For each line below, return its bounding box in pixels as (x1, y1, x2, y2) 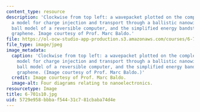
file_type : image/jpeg (6, 42, 62, 48)
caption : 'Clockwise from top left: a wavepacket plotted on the (11, 53, 177, 59)
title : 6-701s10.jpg (6, 91, 58, 97)
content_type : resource (6, 8, 65, 15)
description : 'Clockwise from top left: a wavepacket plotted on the (6, 14, 183, 20)
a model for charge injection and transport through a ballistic (11, 20, 177, 25)
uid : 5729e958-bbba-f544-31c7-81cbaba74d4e (6, 97, 116, 103)
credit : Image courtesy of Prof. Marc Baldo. (11, 75, 127, 81)
